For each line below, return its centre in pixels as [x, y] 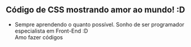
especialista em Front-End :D [51, 31]
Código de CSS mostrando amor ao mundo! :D [95, 10]
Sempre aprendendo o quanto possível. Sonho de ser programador [99, 24]
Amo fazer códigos [39, 37]
